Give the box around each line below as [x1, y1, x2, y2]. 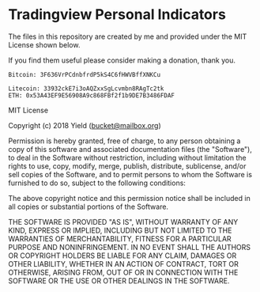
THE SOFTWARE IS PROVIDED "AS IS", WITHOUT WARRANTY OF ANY [8, 217, 239, 226]
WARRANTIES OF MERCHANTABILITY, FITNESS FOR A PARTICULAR [8, 233, 232, 243]
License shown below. [8, 40, 81, 49]
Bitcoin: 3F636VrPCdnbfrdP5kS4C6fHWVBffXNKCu [8, 70, 160, 78]
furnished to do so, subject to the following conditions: [8, 178, 186, 188]
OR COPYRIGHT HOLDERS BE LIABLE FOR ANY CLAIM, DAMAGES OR [8, 251, 237, 260]
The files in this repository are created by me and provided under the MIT [8, 32, 247, 41]
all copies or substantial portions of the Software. [8, 202, 168, 211]
